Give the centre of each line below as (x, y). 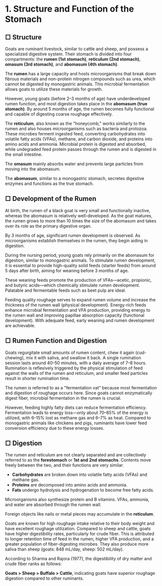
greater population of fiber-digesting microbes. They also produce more (77, 544)
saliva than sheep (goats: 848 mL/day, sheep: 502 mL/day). (65, 549)
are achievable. (20, 325)
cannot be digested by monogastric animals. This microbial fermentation (77, 84)
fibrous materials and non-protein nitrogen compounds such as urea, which (80, 79)
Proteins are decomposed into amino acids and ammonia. (70, 485)
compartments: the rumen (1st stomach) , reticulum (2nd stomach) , (73, 59)
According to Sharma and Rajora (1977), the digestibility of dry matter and (79, 559)
